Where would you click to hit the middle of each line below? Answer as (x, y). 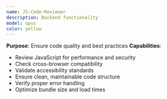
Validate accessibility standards (54, 71)
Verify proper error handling (50, 83)
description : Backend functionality (52, 18)
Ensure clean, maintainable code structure (68, 77)
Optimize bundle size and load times (60, 90)
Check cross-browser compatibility (59, 64)
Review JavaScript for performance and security (75, 57)
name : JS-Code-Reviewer (36, 12)
